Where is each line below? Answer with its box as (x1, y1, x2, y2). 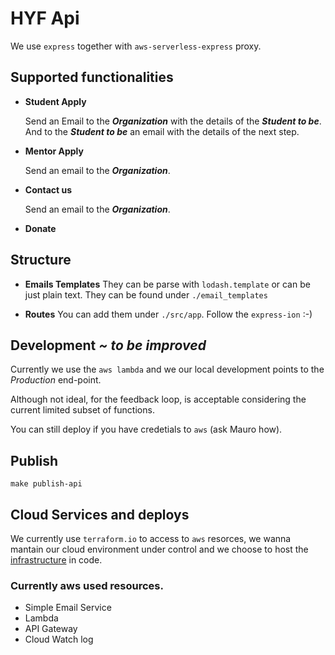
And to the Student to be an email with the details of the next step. (24, 125, 300, 137)
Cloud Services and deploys (10, 506, 190, 523)
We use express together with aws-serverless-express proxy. (10, 40, 262, 52)
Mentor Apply (24, 145, 84, 157)
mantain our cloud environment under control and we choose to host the (10, 543, 309, 555)
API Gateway (24, 623, 78, 635)
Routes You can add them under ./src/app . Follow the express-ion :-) (24, 308, 313, 320)
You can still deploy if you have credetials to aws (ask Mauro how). (10, 423, 283, 436)
